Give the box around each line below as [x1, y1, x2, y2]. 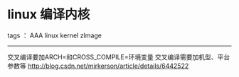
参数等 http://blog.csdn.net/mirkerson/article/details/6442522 [7, 61, 189, 70]
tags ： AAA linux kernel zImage [7, 31, 102, 40]
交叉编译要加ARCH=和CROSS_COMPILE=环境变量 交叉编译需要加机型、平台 [7, 52, 230, 61]
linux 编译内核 [7, 6, 90, 23]
